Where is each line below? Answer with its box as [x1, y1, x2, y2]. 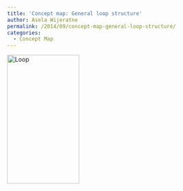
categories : [7, 29, 41, 36]
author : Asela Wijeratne [7, 16, 78, 23]
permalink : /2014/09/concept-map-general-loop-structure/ [7, 23, 176, 30]
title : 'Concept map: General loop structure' [7, 10, 143, 17]
